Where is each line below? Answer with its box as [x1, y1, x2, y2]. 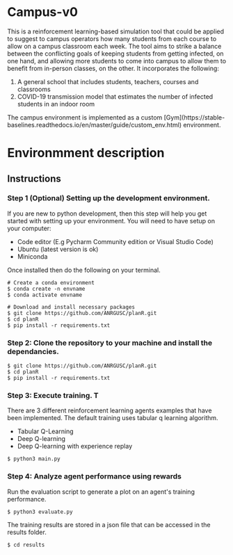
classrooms [17, 85, 51, 93]
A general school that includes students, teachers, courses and [17, 77, 199, 86]
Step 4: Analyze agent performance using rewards [7, 472, 182, 481]
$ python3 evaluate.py [7, 508, 73, 515]
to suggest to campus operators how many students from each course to [7, 34, 217, 42]
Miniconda [17, 252, 48, 261]
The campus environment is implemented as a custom [7, 113, 163, 122]
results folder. [7, 528, 47, 536]
